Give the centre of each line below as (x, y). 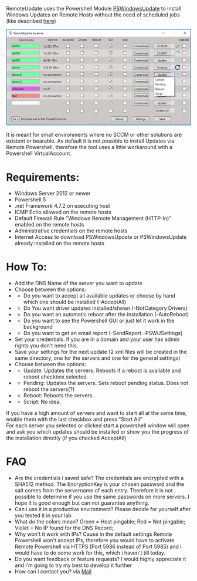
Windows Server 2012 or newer (52, 194)
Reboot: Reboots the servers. (59, 396)
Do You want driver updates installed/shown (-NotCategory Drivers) (105, 308)
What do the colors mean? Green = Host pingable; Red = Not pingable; (100, 522)
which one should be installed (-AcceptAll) (75, 302)
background (38, 327)
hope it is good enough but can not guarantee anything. (82, 503)
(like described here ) (31, 21)
